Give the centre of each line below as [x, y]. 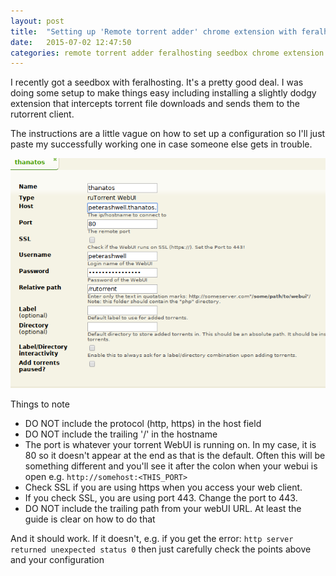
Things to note [40, 404]
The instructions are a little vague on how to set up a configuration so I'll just [168, 134]
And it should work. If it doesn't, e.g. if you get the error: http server [152, 538]
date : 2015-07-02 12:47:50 [71, 42]
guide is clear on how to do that [90, 519]
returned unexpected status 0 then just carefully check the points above [161, 549]
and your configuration [57, 559]
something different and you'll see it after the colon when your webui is [171, 466]
